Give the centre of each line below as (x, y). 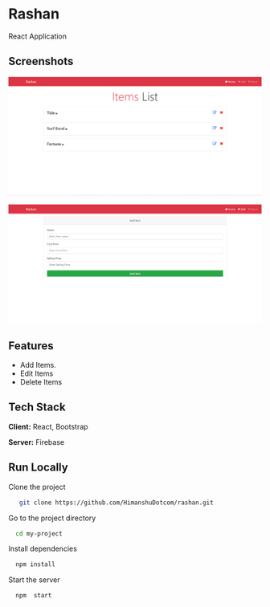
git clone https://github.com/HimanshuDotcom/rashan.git (117, 503)
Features (31, 346)
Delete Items (41, 382)
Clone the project (37, 487)
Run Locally (38, 468)
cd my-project (39, 534)
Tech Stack (37, 407)
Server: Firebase (37, 442)
